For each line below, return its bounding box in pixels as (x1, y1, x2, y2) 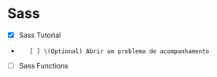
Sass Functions (18, 61, 68, 70)
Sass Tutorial (18, 30, 61, 40)
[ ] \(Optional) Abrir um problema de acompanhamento (29, 47, 210, 55)
